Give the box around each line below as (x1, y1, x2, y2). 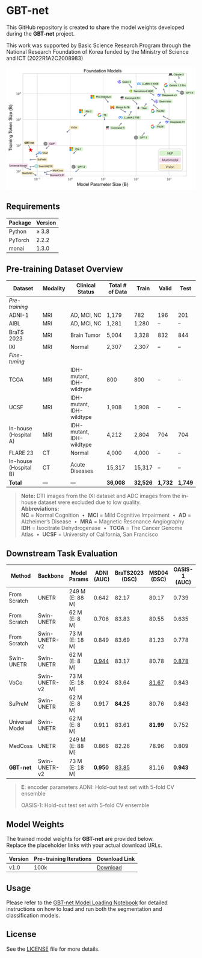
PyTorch (8, 236, 29, 243)
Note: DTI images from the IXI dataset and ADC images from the (20, 493, 180, 500)
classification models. (6, 912, 60, 919)
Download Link (96, 855, 135, 862)
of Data (108, 288, 127, 295)
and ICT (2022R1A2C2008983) (6, 54, 84, 62)
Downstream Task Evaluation (6, 548, 118, 558)
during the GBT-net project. (6, 30, 75, 37)
